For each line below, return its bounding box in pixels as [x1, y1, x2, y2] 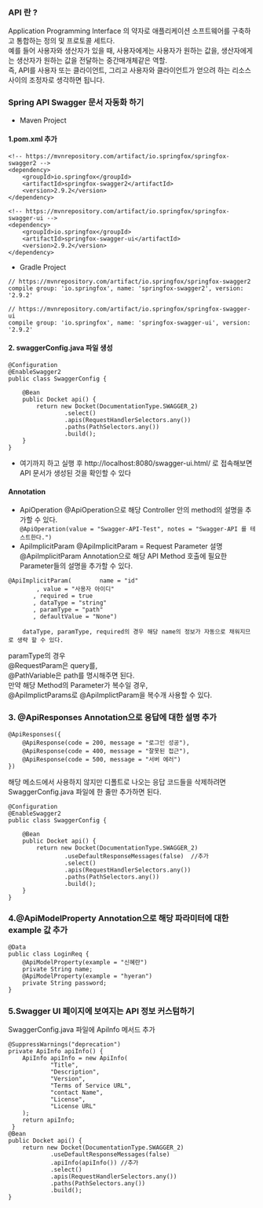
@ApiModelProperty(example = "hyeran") [22, 972, 153, 980]
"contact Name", [49, 1089, 104, 1097]
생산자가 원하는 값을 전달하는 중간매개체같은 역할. [16, 56, 167, 65]
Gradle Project [19, 262, 67, 272]
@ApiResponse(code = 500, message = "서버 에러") [22, 755, 181, 763]
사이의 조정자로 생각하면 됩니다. [8, 75, 105, 85]
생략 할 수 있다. [16, 637, 64, 644]
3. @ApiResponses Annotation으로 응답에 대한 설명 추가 [8, 712, 217, 723]
